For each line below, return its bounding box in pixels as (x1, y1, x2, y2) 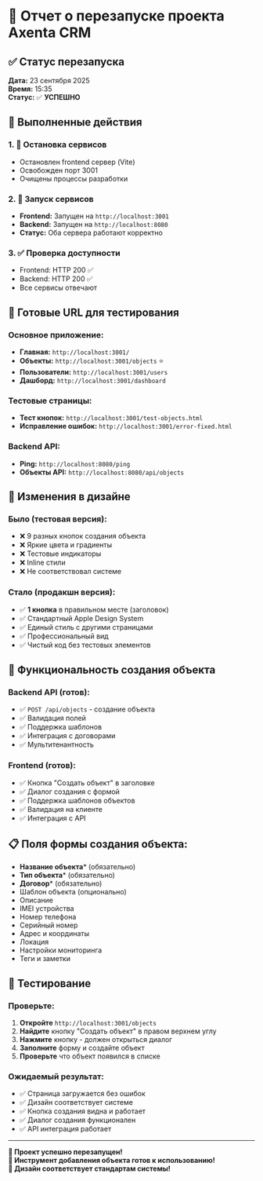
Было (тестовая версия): (8, 514, 107, 525)
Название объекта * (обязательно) (19, 862, 136, 872)
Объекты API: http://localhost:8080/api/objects (19, 467, 185, 477)
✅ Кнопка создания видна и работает (19, 1106, 146, 1116)
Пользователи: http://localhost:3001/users (19, 367, 168, 376)
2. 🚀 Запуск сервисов (8, 193, 94, 204)
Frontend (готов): (8, 760, 76, 771)
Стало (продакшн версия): (8, 587, 116, 598)
